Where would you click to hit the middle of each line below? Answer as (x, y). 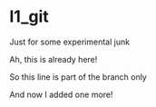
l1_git (29, 17)
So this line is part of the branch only (78, 77)
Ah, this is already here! (54, 59)
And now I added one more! (61, 94)
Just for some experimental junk (69, 42)
